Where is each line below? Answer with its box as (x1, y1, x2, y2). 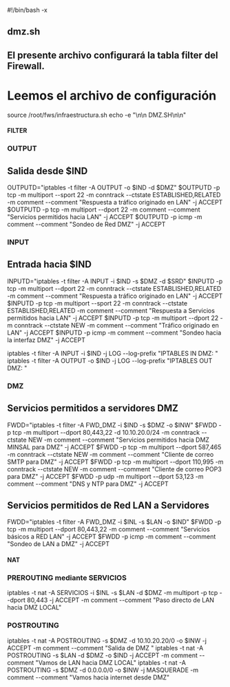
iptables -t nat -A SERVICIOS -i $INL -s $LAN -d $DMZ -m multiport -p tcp (7, 589, 218, 597)
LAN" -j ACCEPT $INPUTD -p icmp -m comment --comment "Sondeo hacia (7, 328, 222, 337)
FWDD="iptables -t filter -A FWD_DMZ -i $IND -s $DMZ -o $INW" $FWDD (7, 421, 218, 429)
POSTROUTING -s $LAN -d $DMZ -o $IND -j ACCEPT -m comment (7, 651, 198, 659)
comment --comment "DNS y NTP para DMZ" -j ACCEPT (7, 480, 169, 488)
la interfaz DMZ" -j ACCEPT (7, 335, 86, 344)
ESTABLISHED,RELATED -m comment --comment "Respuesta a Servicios (7, 306, 216, 314)
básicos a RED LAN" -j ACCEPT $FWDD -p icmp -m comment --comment (7, 532, 216, 541)
